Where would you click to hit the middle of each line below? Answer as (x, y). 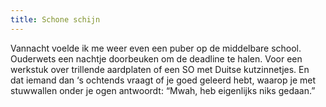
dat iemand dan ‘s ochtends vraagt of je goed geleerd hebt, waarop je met (163, 80)
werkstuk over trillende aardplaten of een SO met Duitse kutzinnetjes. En (160, 69)
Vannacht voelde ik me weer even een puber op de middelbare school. (156, 48)
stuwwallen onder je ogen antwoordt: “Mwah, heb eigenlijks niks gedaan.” (163, 90)
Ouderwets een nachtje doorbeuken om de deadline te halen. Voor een (156, 58)
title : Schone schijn (55, 19)
